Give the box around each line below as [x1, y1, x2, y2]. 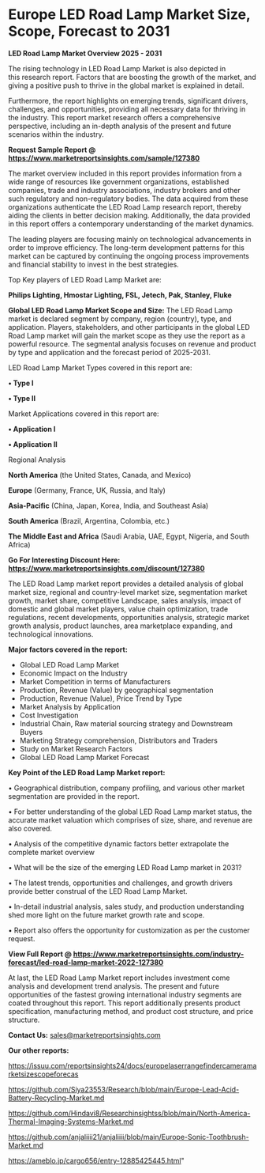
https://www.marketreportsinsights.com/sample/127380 [8, 153, 200, 163]
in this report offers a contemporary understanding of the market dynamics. [8, 219, 254, 229]
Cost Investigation [19, 710, 79, 720]
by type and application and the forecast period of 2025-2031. [8, 347, 211, 357]
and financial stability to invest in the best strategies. [8, 259, 179, 269]
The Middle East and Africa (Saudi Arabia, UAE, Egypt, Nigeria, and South [8, 532, 250, 541]
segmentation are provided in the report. [8, 791, 140, 800]
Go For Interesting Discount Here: [8, 555, 121, 565]
